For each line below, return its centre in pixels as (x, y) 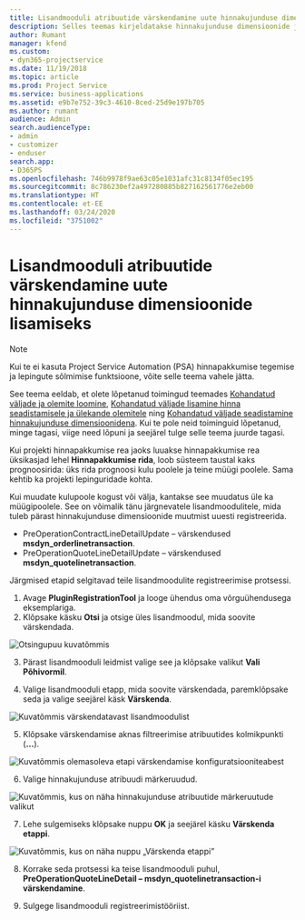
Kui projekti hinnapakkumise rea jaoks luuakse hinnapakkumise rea (135, 450)
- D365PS (26, 170)
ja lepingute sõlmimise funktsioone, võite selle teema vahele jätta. (132, 376)
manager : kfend (38, 43)
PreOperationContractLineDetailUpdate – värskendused (127, 534)
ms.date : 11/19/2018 (49, 69)
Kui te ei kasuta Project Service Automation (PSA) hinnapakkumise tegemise (152, 366)
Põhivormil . (44, 671)
